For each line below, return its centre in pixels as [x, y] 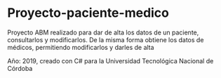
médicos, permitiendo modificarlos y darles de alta [81, 47]
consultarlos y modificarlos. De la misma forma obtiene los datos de [106, 39]
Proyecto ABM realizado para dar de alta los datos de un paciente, [103, 32]
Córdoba [20, 68]
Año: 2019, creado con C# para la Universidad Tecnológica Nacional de [110, 60]
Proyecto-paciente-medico [88, 13]
